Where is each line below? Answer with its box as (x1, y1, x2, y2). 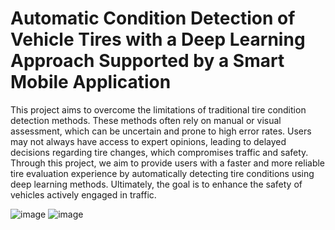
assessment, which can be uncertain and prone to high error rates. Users (10, 125, 312, 137)
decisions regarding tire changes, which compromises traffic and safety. (10, 146, 309, 158)
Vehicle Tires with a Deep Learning (10, 28, 306, 51)
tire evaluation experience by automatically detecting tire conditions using (10, 167, 315, 179)
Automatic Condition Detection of (10, 7, 296, 30)
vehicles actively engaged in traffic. (10, 188, 157, 201)
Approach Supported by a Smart (10, 50, 285, 72)
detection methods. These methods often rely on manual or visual (10, 114, 282, 126)
